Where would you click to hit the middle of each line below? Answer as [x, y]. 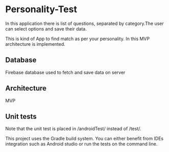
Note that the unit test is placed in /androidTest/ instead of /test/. [73, 129]
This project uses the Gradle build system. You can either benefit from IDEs [84, 139]
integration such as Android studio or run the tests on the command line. [81, 144]
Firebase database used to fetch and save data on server [65, 72]
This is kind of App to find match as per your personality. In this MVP [77, 39]
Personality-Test [41, 9]
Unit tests [21, 116]
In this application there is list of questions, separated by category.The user [85, 23]
